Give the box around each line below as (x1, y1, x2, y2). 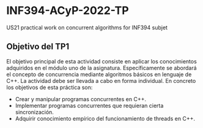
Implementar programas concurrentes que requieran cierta (15, 102, 164, 109)
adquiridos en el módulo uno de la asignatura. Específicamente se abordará (6, 64, 197, 71)
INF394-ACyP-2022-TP (6, 4, 130, 18)
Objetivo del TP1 (6, 41, 70, 52)
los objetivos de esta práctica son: (6, 84, 93, 91)
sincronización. (15, 108, 54, 116)
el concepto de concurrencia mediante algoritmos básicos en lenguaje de (6, 71, 192, 78)
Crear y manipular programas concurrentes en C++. (15, 95, 147, 102)
